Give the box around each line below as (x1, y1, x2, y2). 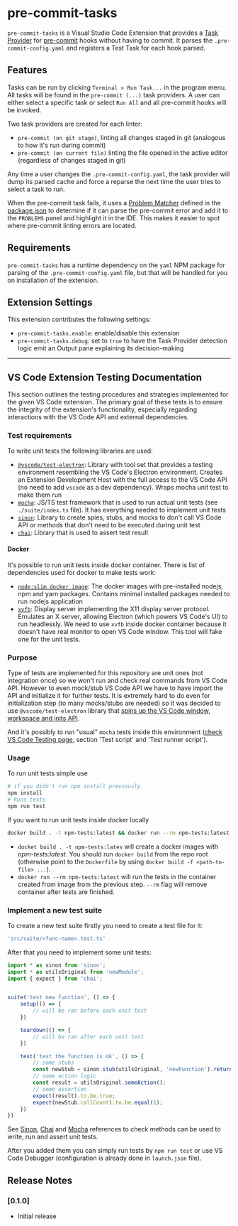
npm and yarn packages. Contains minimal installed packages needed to (17, 589, 230, 598)
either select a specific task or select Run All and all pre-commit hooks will (7, 98, 227, 107)
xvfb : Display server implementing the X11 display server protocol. (17, 604, 210, 613)
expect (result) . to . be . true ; (33, 1092, 115, 1099)
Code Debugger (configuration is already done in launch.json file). (7, 1154, 202, 1163)
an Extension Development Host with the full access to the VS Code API (17, 475, 227, 484)
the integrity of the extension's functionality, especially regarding (7, 405, 198, 414)
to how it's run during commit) (17, 141, 106, 149)
